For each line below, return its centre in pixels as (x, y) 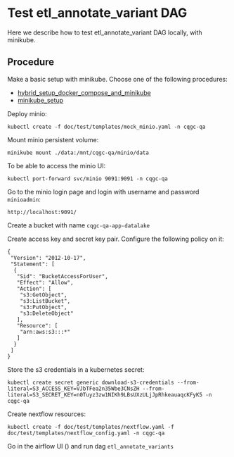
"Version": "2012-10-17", (48, 258)
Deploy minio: (27, 113)
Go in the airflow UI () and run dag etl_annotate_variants (91, 446)
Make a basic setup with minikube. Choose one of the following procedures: (117, 79)
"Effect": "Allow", (45, 282)
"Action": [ (34, 289)
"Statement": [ (32, 264)
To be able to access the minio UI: (57, 165)
